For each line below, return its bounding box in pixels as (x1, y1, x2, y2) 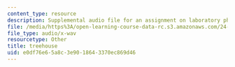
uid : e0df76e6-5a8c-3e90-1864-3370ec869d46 (7, 50, 136, 57)
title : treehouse (7, 43, 58, 50)
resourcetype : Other (7, 36, 68, 43)
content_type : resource (7, 10, 77, 17)
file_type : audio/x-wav (7, 29, 77, 37)
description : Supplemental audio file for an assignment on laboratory (7, 17, 220, 24)
